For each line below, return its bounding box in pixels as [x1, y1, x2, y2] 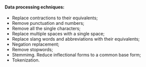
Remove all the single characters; [11, 25, 81, 32]
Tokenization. [11, 57, 40, 63]
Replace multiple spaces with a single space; [11, 31, 105, 37]
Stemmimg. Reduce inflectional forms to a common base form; [11, 52, 141, 58]
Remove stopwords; [11, 47, 53, 53]
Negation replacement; [11, 41, 59, 47]
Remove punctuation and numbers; [11, 20, 84, 26]
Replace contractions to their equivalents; [11, 15, 98, 21]
